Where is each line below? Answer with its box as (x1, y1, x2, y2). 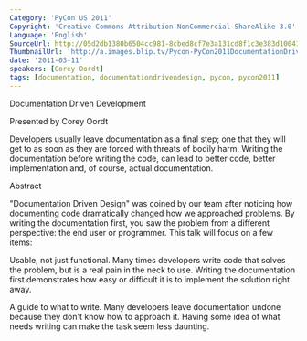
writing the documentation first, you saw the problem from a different (9, 217, 270, 229)
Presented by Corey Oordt (9, 115, 109, 126)
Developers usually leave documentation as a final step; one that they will (9, 133, 286, 144)
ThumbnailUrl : (9, 48, 64, 57)
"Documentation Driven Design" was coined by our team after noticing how (9, 197, 293, 208)
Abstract (9, 180, 42, 191)
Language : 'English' (9, 30, 89, 39)
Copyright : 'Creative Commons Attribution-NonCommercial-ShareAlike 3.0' (9, 22, 297, 31)
